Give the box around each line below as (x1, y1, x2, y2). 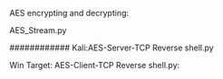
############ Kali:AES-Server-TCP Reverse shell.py (9, 42, 215, 53)
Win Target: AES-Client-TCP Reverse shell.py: (9, 60, 180, 70)
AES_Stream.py (9, 25, 67, 35)
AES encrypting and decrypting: (9, 8, 130, 18)
